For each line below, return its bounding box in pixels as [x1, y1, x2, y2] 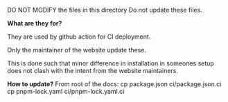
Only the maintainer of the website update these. [7, 46, 147, 54]
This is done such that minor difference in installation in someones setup [7, 59, 215, 68]
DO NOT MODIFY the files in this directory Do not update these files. [7, 6, 202, 14]
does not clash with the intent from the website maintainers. [7, 67, 179, 74]
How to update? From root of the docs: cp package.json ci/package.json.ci [7, 80, 222, 88]
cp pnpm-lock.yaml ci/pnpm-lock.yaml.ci [7, 88, 125, 95]
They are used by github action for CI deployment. [7, 32, 151, 41]
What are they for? [7, 19, 62, 27]
